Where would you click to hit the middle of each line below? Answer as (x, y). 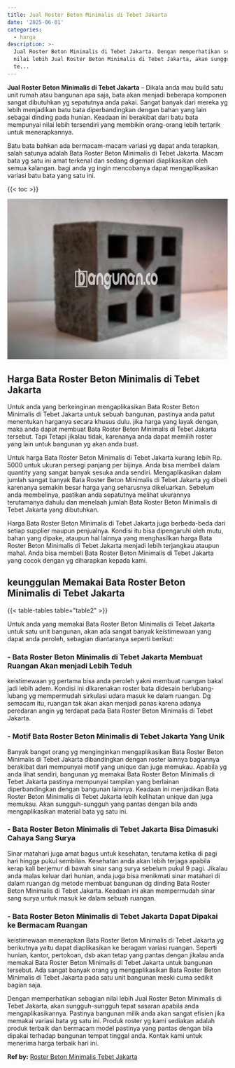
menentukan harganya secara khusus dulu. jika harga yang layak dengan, (113, 422)
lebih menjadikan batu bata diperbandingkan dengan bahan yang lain (107, 109)
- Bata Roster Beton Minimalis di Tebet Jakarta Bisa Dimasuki (113, 829)
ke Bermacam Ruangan (48, 925)
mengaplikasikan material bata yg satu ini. (67, 811)
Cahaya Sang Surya (41, 838)
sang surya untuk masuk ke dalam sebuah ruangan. (81, 898)
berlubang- (198, 689)
